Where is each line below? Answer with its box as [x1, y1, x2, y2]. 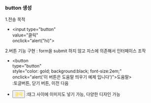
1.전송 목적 [5, 16, 26, 23]
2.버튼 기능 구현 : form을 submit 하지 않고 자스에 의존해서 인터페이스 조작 [5, 48, 146, 54]
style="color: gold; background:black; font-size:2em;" [12, 68, 122, 74]
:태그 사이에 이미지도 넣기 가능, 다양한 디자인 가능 [26, 91, 121, 97]
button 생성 [5, 4, 32, 11]
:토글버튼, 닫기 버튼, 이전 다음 [12, 80, 69, 86]
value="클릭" [12, 32, 38, 38]
